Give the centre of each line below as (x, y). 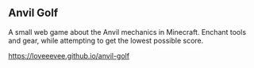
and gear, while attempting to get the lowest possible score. (106, 40)
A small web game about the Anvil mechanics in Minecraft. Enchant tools (127, 32)
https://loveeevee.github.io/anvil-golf (69, 55)
